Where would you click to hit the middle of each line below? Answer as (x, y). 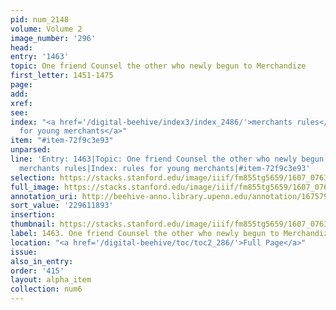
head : (21, 47)
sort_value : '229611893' (62, 206)
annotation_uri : (44, 196)
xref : (21, 103)
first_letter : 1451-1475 (62, 76)
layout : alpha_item (51, 280)
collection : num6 (46, 289)
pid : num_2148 (40, 19)
